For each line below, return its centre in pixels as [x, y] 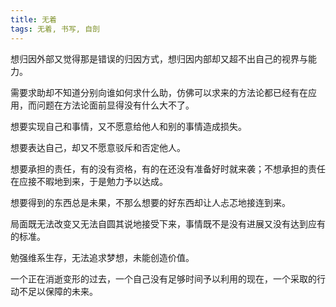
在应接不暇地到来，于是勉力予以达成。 [89, 181]
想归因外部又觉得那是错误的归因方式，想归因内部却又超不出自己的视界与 [159, 58]
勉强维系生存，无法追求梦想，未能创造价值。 [102, 257]
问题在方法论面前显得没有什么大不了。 [115, 105]
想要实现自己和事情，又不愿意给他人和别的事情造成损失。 [128, 126]
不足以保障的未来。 [58, 291]
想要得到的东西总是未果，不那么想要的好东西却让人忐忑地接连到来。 [150, 202]
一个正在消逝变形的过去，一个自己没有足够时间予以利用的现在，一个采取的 [163, 278]
